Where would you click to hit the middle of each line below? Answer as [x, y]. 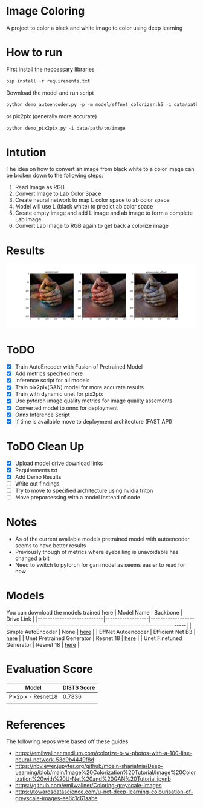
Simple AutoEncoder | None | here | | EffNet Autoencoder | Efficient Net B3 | [101, 632]
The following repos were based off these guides [67, 741]
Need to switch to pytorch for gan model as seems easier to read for [100, 564]
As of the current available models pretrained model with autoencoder [102, 539]
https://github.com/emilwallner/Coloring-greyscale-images [88, 786]
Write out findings [37, 484]
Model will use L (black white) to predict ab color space [84, 207]
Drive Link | [21, 619]
